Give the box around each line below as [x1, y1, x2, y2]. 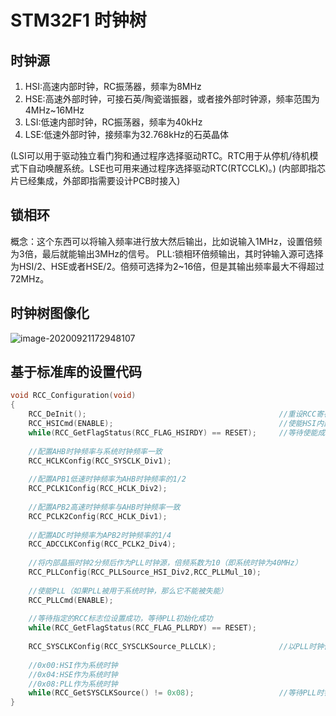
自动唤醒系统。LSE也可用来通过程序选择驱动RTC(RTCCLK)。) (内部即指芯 [27, 162, 326, 174]
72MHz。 [10, 272, 50, 285]
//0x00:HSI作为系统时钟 [28, 660, 118, 670]
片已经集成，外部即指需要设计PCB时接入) [10, 175, 181, 186]
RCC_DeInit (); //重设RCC [28, 409, 317, 420]
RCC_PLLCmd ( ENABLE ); [28, 595, 114, 605]
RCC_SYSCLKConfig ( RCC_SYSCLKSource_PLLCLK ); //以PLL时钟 [28, 642, 325, 652]
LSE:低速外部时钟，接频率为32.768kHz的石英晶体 [24, 129, 230, 140]
